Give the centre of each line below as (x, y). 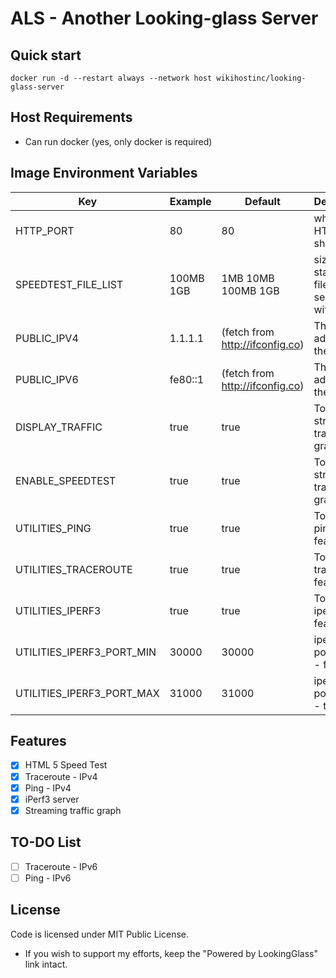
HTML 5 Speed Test (66, 765)
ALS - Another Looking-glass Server (164, 18)
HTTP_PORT (45, 230)
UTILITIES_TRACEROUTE (74, 569)
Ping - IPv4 (48, 788)
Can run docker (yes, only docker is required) (118, 141)
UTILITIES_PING (53, 528)
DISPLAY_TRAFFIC (59, 427)
